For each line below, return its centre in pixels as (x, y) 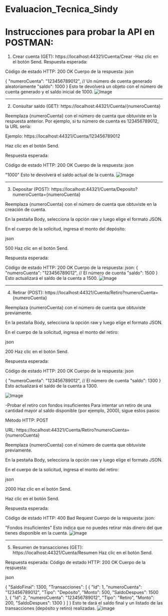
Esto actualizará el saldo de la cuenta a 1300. (52, 386)
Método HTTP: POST (27, 420)
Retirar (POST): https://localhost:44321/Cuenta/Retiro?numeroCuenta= (85, 293)
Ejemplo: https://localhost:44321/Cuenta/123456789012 (63, 136)
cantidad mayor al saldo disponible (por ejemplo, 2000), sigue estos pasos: (83, 411)
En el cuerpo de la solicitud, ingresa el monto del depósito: (65, 229)
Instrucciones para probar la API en (80, 32)
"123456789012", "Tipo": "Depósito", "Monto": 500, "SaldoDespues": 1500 (82, 593)
